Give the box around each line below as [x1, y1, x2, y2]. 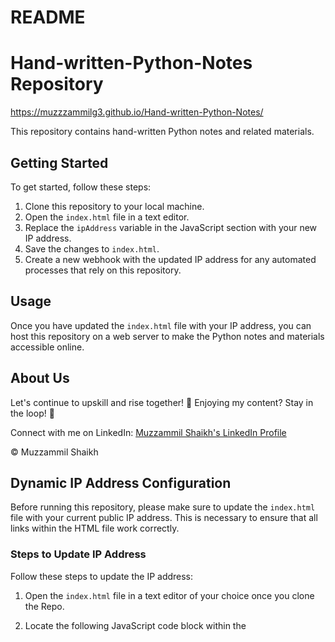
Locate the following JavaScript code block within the [24, 619, 247, 631]
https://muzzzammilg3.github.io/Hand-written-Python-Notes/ [10, 106, 264, 118]
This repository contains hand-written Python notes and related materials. [10, 126, 315, 138]
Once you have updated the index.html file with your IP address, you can [10, 319, 312, 331]
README [10, 6, 86, 29]
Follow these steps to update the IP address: [10, 570, 194, 582]
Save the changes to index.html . [24, 242, 160, 255]
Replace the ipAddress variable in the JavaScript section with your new [24, 221, 318, 233]
